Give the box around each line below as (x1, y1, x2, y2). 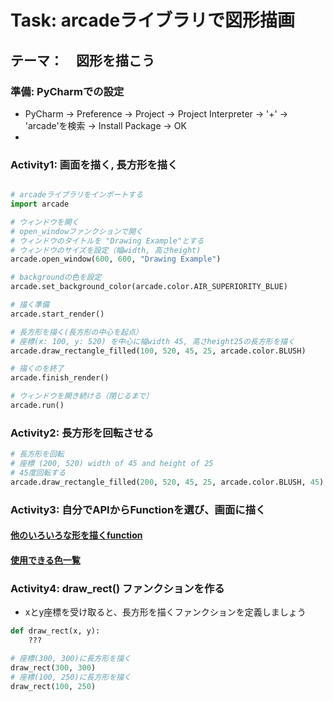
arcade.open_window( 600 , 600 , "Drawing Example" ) (10, 254, 222, 265)
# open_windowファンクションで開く (10, 226, 143, 236)
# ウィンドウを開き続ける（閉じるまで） (10, 391, 154, 401)
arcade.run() (10, 401, 65, 411)
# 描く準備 (10, 300, 50, 310)
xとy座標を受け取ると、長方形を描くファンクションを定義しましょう (24, 606, 307, 618)
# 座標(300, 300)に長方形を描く (10, 653, 132, 663)
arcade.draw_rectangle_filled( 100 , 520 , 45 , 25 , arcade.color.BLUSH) (10, 346, 307, 356)
